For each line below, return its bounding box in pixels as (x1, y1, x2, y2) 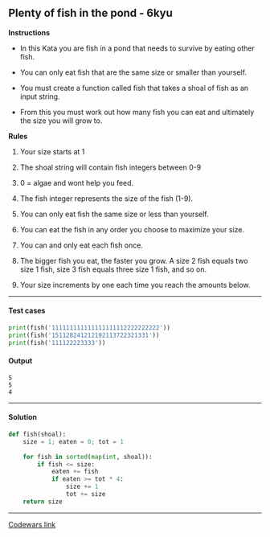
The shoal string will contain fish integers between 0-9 (19, 162, 202, 172)
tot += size (65, 490, 106, 498)
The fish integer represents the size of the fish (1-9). (19, 193, 194, 203)
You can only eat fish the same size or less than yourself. (19, 209, 209, 219)
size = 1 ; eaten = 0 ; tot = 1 (22, 437, 125, 445)
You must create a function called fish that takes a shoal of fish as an (19, 83, 249, 92)
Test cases (8, 305, 46, 316)
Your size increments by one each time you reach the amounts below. (19, 280, 251, 289)
